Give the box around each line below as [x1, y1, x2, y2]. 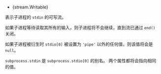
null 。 [5, 48, 19, 53]
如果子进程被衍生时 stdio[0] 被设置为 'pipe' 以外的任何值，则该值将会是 [5, 41, 153, 47]
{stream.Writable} [12, 4, 48, 10]
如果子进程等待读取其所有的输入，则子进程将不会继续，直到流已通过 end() [5, 25, 156, 30]
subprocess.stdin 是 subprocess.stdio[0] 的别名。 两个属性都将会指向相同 [5, 58, 157, 63]
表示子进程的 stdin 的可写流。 [5, 14, 66, 20]
